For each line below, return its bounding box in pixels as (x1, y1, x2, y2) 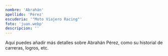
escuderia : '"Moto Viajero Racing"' (5, 16, 82, 21)
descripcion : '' (5, 26, 39, 31)
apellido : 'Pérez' (5, 12, 44, 17)
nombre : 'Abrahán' (5, 7, 44, 12)
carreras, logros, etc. (5, 45, 49, 51)
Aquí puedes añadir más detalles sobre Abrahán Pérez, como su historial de (5, 39, 163, 45)
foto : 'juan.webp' (5, 21, 44, 26)
